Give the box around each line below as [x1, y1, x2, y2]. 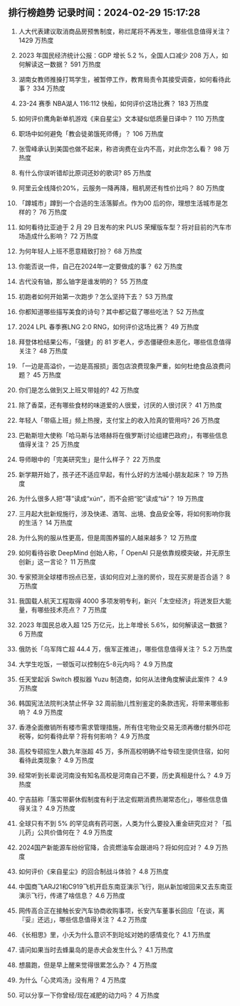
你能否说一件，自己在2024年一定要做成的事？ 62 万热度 [18, 262, 183, 271]
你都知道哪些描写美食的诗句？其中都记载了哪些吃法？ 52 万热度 [18, 307, 205, 315]
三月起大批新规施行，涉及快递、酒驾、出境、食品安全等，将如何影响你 [18, 509, 225, 518]
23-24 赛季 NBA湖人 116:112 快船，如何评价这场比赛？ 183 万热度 [18, 99, 209, 108]
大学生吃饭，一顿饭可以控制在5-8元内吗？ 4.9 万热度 [18, 659, 174, 668]
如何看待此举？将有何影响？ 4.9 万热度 [37, 732, 150, 740]
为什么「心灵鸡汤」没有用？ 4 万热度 [18, 975, 127, 984]
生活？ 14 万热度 [24, 518, 73, 527]
